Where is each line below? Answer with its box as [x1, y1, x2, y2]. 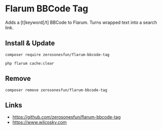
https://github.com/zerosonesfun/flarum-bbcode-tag [12, 114, 121, 120]
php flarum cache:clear [5, 61, 54, 66]
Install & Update [5, 39, 55, 48]
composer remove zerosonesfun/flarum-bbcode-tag [5, 87, 108, 92]
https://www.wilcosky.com [12, 120, 67, 126]
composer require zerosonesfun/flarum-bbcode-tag [5, 52, 110, 57]
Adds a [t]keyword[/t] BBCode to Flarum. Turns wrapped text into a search [5, 19, 158, 25]
